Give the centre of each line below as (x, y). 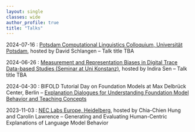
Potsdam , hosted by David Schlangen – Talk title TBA (70, 51)
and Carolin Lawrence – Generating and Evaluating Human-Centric (87, 117)
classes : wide (23, 17)
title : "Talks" (25, 28)
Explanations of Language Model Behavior (57, 123)
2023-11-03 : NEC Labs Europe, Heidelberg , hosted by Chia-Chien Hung (93, 110)
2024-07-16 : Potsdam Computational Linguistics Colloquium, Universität (95, 45)
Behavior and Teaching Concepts (46, 99)
